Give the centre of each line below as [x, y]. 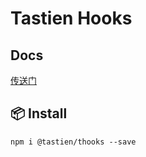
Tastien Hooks [71, 18]
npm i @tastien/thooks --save [73, 142]
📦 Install [39, 113]
